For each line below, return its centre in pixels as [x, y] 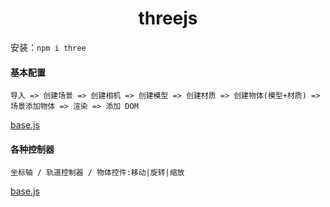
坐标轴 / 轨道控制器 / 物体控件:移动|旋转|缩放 [97, 173]
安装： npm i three [48, 47]
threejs [168, 18]
